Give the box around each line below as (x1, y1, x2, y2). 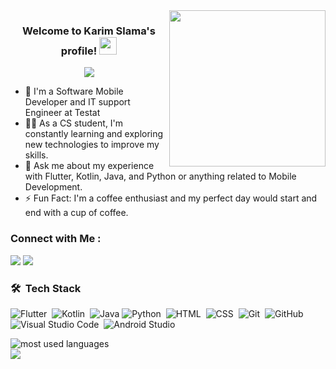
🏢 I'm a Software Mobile (24, 85, 124, 98)
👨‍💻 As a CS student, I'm (24, 117, 124, 129)
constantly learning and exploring (24, 128, 164, 140)
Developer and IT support (24, 96, 131, 108)
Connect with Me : (10, 232, 102, 246)
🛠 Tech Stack (10, 281, 82, 295)
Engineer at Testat (24, 107, 101, 119)
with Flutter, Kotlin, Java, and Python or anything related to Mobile (24, 170, 297, 183)
